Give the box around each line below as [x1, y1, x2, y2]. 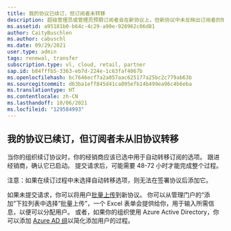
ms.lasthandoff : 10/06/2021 [7, 100, 88, 107]
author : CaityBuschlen [7, 29, 72, 36]
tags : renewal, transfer [7, 55, 78, 62]
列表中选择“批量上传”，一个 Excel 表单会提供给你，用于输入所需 [27, 199, 208, 207]
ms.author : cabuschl [7, 36, 67, 43]
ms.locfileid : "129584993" [7, 106, 85, 113]
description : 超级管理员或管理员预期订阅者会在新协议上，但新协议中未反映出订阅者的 [7, 16, 221, 23]
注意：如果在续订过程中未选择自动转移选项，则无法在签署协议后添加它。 [7, 176, 212, 184]
